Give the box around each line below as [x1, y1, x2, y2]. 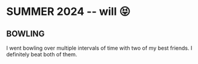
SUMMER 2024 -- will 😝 [6, 5, 131, 19]
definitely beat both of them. [6, 51, 78, 58]
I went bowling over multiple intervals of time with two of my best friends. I [6, 44, 193, 51]
